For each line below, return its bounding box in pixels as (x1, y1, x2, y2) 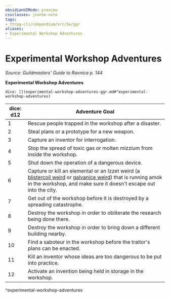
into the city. (27, 186, 57, 193)
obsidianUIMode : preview (5, 7, 58, 13)
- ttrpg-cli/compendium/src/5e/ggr (5, 21, 80, 27)
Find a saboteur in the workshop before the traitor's (27, 238, 150, 245)
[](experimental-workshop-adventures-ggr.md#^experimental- (18, 89, 148, 94)
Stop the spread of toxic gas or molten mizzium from (27, 144, 153, 151)
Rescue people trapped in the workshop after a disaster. (27, 120, 161, 127)
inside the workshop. (27, 151, 77, 158)
